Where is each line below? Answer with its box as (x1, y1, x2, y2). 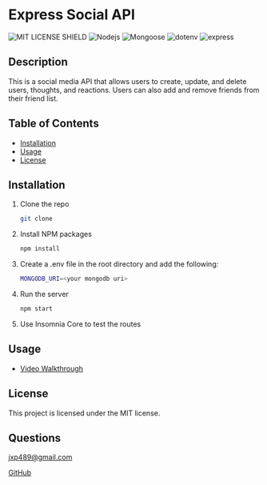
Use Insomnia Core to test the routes (19, 319, 141, 329)
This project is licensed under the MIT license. (8, 408, 161, 418)
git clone (19, 214, 54, 223)
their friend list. (8, 94, 58, 103)
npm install (19, 245, 60, 253)
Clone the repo (19, 199, 70, 209)
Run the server (19, 290, 70, 299)
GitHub (8, 468, 32, 478)
